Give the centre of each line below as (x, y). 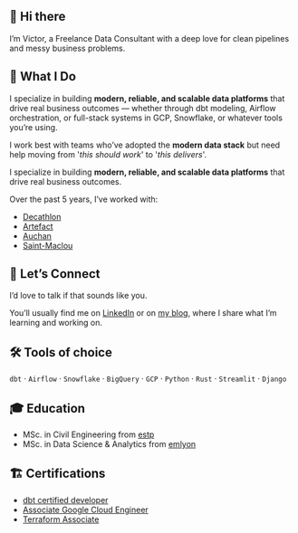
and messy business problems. (67, 48)
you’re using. (34, 127)
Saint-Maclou (48, 245)
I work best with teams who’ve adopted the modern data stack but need (145, 145)
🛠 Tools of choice (61, 352)
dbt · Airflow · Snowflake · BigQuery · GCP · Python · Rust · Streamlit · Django (148, 379)
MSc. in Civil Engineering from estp (88, 434)
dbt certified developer (65, 500)
